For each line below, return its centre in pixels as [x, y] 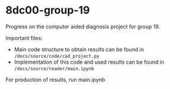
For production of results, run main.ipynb [55, 80]
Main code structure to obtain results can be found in [79, 49]
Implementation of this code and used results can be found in [89, 62]
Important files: [24, 38]
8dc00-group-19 [48, 10]
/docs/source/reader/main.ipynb [54, 68]
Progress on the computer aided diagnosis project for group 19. [83, 27]
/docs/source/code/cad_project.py [57, 56]
